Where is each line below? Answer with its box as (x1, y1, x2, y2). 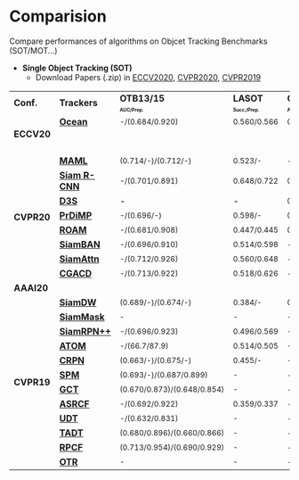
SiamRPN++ (59, 325, 111, 337)
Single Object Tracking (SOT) (21, 62, 133, 73)
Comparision (9, 6, 107, 27)
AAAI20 (13, 281, 49, 294)
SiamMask (59, 310, 105, 323)
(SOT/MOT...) (9, 45, 58, 55)
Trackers (59, 96, 98, 109)
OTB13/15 (119, 92, 166, 104)
